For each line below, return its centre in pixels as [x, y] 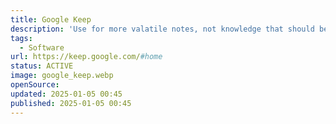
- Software [42, 47]
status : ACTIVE [42, 66]
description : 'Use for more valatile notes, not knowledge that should [162, 29]
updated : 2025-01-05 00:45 [66, 94]
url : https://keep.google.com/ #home [86, 57]
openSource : [35, 85]
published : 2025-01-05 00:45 [71, 103]
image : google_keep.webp [62, 76]
